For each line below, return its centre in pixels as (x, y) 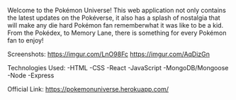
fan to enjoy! (26, 40)
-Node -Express (31, 75)
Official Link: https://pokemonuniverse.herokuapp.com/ (88, 89)
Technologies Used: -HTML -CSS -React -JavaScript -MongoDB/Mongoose (118, 68)
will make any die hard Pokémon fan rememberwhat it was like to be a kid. (116, 25)
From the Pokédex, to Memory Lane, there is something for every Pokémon (117, 33)
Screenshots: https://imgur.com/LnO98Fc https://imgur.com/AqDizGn (109, 54)
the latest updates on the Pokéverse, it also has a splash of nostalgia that (114, 18)
